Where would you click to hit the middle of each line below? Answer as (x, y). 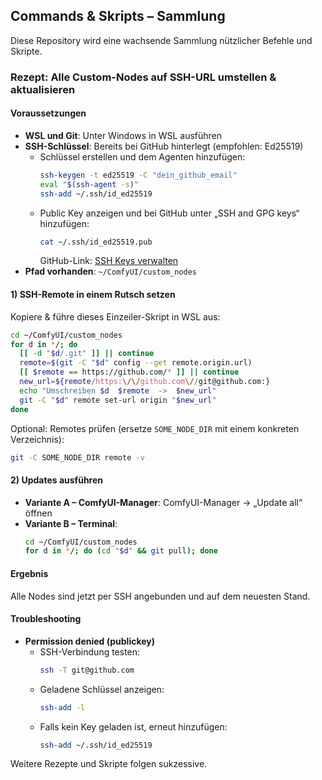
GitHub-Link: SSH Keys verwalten (109, 261)
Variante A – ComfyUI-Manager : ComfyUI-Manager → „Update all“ (163, 502)
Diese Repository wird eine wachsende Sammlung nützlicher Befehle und (161, 40)
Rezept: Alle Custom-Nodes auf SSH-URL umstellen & (143, 77)
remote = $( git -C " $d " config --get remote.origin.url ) (136, 363)
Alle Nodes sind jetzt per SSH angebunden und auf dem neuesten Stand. (160, 596)
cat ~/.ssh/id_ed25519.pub (96, 242)
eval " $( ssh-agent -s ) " (89, 184)
